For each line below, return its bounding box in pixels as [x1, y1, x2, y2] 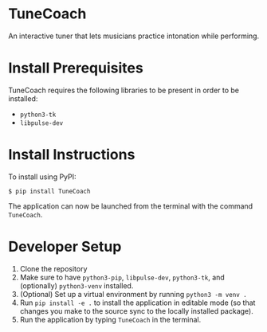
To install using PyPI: [8, 172, 77, 182]
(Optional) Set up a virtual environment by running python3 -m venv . [19, 289, 247, 299]
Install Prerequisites [8, 59, 143, 77]
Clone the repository [19, 264, 88, 273]
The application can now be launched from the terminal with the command [8, 201, 253, 211]
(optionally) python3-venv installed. [19, 280, 134, 291]
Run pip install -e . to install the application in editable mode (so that [19, 298, 256, 307]
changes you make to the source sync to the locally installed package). [19, 306, 253, 315]
